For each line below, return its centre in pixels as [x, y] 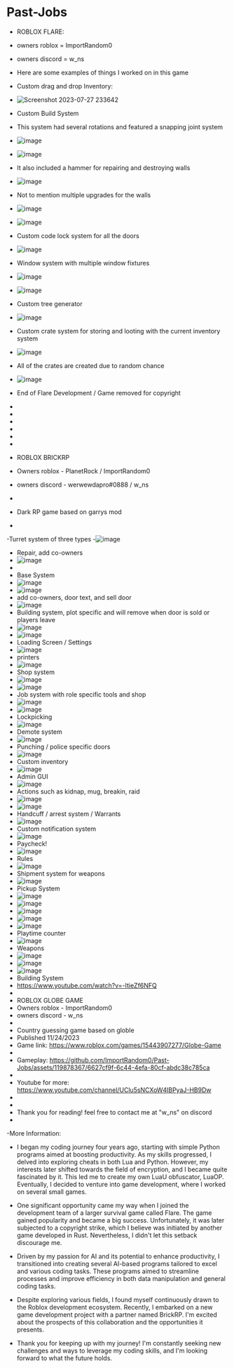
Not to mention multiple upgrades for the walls [84, 195]
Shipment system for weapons [61, 873]
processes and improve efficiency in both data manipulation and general [121, 1278]
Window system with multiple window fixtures [83, 263]
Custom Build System [48, 113]
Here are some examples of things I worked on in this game [103, 72]
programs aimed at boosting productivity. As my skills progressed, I [114, 1154]
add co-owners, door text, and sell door [74, 597]
